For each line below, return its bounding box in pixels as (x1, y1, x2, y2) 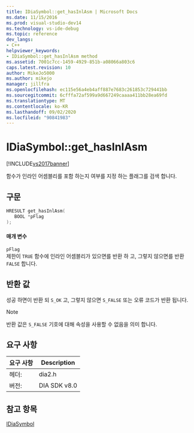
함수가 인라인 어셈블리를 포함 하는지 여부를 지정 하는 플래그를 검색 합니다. (6, 172, 177, 180)
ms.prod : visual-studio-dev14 (6, 20, 82, 26)
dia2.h (38, 370, 57, 379)
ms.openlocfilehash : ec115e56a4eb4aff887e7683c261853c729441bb (6, 87, 168, 93)
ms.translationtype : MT (6, 98, 66, 104)
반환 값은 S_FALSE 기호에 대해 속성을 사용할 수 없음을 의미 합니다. (6, 320, 157, 328)
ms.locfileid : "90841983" (6, 114, 71, 120)
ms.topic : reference (6, 31, 58, 37)
